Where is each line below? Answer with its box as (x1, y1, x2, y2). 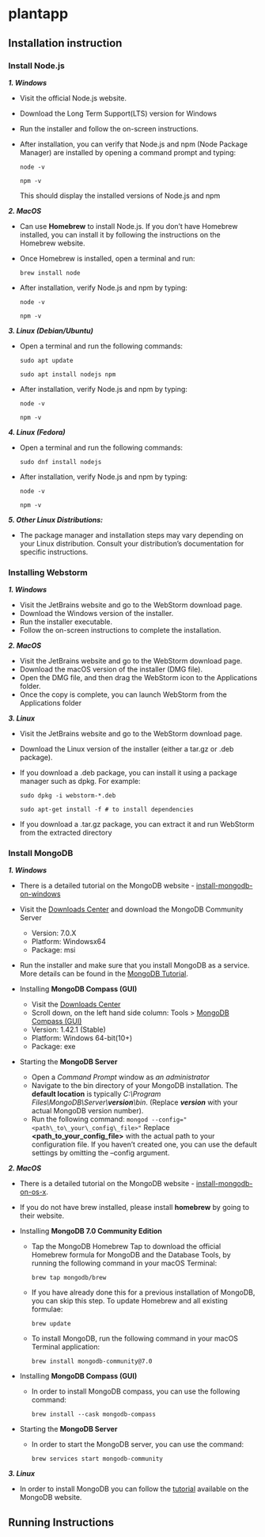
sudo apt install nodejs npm (19, 370, 116, 379)
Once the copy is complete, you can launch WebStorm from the (19, 690, 227, 699)
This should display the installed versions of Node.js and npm (19, 191, 221, 200)
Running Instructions (8, 1516, 115, 1529)
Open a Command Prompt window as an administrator (31, 1072, 210, 1082)
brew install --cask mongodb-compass (31, 1410, 157, 1418)
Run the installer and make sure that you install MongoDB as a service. (19, 961, 250, 970)
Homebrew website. (19, 238, 85, 248)
